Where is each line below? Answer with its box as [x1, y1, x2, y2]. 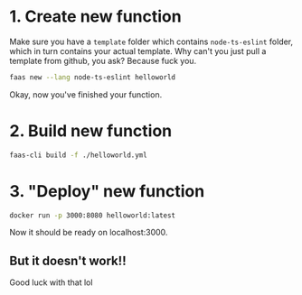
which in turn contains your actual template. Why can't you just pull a [9, 45, 267, 56]
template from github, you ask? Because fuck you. [9, 55, 197, 66]
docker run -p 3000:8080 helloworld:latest [9, 210, 176, 220]
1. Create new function [9, 6, 183, 27]
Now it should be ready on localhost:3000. [9, 227, 168, 238]
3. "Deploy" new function [9, 180, 205, 201]
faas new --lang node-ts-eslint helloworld [9, 72, 176, 82]
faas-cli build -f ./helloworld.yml [9, 151, 147, 160]
